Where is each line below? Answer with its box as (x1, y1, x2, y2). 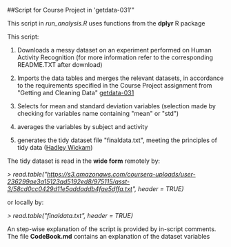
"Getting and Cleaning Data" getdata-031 (17, 89, 134, 97)
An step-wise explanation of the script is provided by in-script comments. (7, 225, 217, 233)
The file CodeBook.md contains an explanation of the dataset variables (7, 233, 210, 240)
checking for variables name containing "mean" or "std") (17, 110, 179, 117)
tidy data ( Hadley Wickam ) (17, 144, 93, 151)
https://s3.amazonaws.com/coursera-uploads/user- (47, 170, 196, 178)
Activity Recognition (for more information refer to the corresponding (17, 53, 214, 61)
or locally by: (7, 198, 44, 206)
